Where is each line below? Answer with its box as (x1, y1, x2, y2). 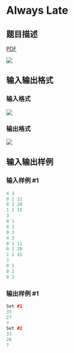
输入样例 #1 (6, 176, 39, 185)
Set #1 (6, 303, 23, 309)
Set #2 (6, 325, 23, 331)
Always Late (6, 4, 69, 17)
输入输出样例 (6, 157, 54, 167)
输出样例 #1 (6, 289, 39, 297)
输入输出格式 (6, 76, 54, 86)
